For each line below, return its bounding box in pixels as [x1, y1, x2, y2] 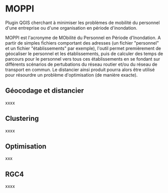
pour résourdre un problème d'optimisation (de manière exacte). [5, 72, 138, 78]
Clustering [5, 114, 39, 123]
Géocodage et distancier [5, 86, 84, 95]
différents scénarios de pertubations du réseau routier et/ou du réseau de [5, 61, 157, 67]
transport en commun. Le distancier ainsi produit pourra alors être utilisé [5, 66, 155, 73]
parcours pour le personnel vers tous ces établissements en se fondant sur [5, 56, 160, 62]
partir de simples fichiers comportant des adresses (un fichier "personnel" [5, 40, 159, 46]
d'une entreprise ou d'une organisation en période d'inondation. [5, 25, 138, 31]
